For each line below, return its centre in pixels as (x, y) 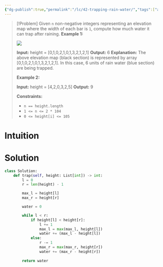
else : (36, 238)
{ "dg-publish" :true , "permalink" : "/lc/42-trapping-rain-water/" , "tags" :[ (80, 10)
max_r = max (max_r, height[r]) (71, 247)
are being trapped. (35, 68)
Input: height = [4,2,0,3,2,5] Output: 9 (55, 87)
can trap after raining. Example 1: (50, 34)
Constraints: (29, 96)
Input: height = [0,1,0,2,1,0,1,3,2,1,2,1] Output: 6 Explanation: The (81, 52)
